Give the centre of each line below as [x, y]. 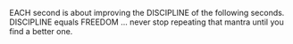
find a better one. [41, 31]
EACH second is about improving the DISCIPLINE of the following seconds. [147, 13]
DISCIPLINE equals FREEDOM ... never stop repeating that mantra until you [146, 22]
